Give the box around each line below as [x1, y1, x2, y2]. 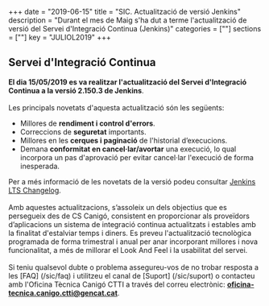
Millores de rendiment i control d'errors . [19, 118, 155, 128]
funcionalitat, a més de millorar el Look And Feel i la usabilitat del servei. [8, 245, 248, 254]
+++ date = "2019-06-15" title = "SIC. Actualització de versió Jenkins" [8, 7, 242, 16]
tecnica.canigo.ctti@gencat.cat [8, 287, 118, 297]
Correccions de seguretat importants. [19, 126, 147, 136]
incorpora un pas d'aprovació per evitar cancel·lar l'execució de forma [19, 152, 254, 162]
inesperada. [19, 161, 60, 171]
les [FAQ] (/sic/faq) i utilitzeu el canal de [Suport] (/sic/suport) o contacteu [8, 271, 255, 280]
